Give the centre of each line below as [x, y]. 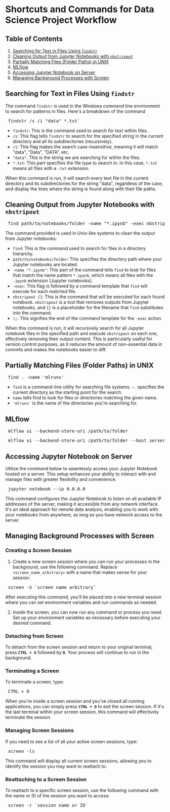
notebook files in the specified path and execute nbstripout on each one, [82, 333]
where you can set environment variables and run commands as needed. [81, 602]
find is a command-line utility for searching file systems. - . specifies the [88, 387]
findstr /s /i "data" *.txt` [44, 121]
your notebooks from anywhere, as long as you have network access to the [84, 515]
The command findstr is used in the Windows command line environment [83, 106]
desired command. [32, 623]
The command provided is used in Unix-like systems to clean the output [80, 233]
